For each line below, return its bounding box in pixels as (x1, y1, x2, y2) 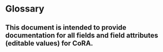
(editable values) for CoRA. (5, 39, 93, 47)
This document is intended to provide (5, 23, 126, 32)
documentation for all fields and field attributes (5, 31, 158, 39)
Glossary (5, 3, 45, 15)
